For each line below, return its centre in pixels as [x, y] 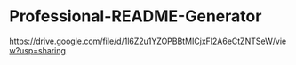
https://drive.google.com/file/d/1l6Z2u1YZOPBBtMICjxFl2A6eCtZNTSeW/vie [148, 41]
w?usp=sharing [38, 50]
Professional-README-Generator [136, 16]
